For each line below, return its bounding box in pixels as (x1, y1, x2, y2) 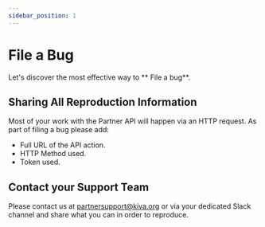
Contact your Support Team (8, 180, 150, 194)
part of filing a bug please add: (8, 125, 110, 135)
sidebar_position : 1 (8, 11, 77, 20)
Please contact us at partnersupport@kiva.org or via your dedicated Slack (8, 202, 251, 211)
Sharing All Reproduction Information (8, 95, 197, 108)
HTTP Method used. (19, 149, 87, 159)
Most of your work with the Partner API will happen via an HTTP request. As (8, 116, 257, 126)
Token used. (19, 157, 61, 167)
